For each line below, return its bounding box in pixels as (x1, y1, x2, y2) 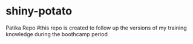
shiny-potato (5, 4, 73, 18)
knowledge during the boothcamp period (5, 30, 108, 37)
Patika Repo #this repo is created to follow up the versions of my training (5, 24, 187, 31)
